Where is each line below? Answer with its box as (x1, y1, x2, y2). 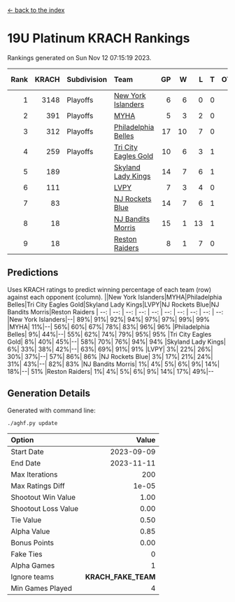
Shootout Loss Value (10, 503, 79, 513)
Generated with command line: (7, 406, 96, 414)
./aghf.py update (7, 419, 58, 426)
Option (10, 435, 34, 444)
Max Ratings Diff (10, 481, 65, 491)
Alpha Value (10, 526, 50, 536)
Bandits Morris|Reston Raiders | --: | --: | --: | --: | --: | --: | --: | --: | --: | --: (7, 307, 224, 316)
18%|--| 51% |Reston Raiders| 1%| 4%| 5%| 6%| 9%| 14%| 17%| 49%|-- (7, 367, 215, 375)
